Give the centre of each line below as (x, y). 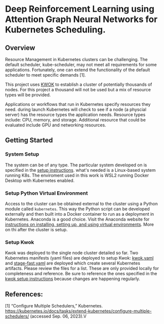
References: (24, 294)
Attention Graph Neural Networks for (81, 19)
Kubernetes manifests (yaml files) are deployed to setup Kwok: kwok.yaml (79, 258)
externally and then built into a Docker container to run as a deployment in (80, 214)
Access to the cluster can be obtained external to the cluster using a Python (81, 203)
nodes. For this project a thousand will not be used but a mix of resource (78, 90)
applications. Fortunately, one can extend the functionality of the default (78, 70)
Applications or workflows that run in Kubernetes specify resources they (78, 104)
